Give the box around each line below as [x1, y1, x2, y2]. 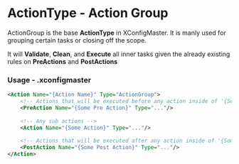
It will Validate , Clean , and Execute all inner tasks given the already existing [7, 50, 230, 58]
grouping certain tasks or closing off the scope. [7, 35, 147, 44]
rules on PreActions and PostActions [7, 57, 118, 65]
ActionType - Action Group [7, 5, 169, 21]
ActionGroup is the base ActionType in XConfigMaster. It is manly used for [7, 28, 226, 37]
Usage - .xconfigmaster [7, 75, 91, 84]
